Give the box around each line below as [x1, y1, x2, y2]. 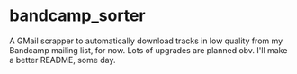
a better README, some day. [9, 54, 116, 65]
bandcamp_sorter [9, 5, 146, 26]
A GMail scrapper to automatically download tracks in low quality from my [9, 35, 283, 46]
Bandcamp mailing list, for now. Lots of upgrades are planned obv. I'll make [9, 44, 288, 55]
